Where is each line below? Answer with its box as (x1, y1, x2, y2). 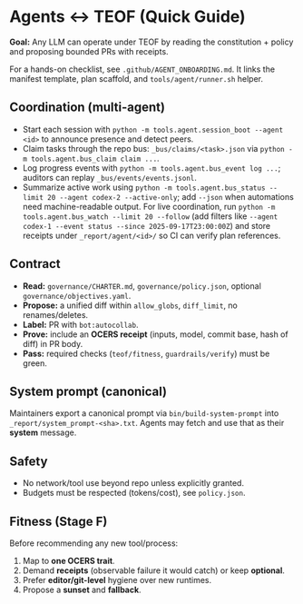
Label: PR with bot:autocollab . (22, 319, 139, 330)
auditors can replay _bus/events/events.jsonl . (22, 172, 198, 183)
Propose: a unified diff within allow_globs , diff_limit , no (22, 300, 239, 311)
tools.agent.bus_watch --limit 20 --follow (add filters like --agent (22, 211, 279, 222)
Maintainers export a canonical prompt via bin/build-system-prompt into (9, 408, 279, 419)
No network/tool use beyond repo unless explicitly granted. (22, 478, 245, 489)
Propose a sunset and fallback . (22, 584, 142, 595)
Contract (9, 256, 61, 272)
